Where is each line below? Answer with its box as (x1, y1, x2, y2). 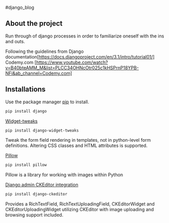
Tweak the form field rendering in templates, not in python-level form (5, 137, 151, 143)
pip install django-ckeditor (5, 192, 68, 197)
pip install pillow (5, 162, 47, 168)
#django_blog (5, 5, 34, 10)
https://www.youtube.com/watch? (36, 59, 109, 65)
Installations (5, 85, 46, 94)
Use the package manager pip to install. (5, 99, 90, 105)
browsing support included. (5, 212, 64, 218)
